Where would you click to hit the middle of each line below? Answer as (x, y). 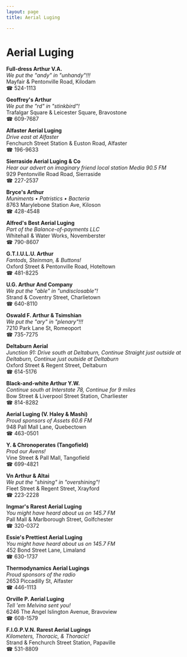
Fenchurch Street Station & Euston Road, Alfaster (67, 143)
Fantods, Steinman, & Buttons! (44, 260)
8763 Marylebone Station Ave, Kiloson (53, 205)
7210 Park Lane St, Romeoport (44, 328)
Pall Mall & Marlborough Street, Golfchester (60, 519)
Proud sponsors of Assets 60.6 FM (49, 421)
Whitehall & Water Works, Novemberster (56, 236)
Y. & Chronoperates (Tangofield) (47, 445)
